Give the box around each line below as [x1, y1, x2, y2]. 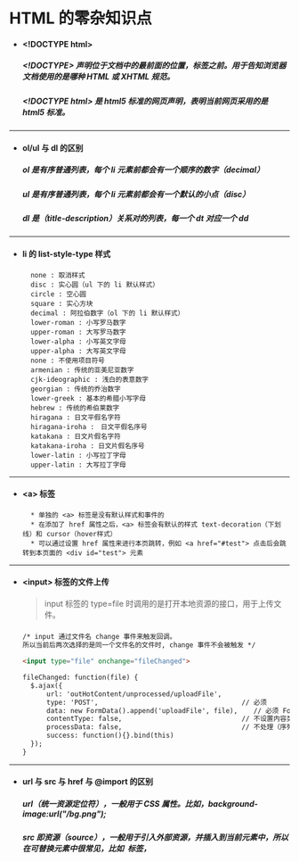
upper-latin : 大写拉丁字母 [30, 460, 126, 469]
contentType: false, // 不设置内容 [45, 715, 287, 724]
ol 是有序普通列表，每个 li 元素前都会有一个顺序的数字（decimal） [21, 164, 265, 175]
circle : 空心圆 [30, 289, 87, 299]
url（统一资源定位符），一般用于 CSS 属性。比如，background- [21, 798, 258, 808]
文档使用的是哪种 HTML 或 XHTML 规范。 [21, 71, 175, 82]
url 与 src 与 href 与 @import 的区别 [21, 776, 154, 787]
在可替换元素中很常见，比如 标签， [21, 843, 151, 854]
